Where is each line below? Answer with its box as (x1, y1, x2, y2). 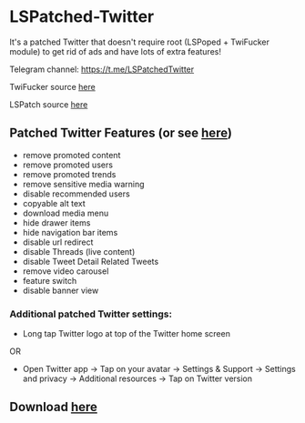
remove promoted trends (22, 168, 117, 179)
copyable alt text (22, 197, 86, 208)
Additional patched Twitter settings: (9, 307, 173, 320)
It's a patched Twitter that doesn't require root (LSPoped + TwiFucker (9, 36, 270, 47)
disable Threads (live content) (22, 246, 136, 257)
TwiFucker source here (9, 81, 96, 92)
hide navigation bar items (22, 227, 118, 237)
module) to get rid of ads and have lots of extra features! (9, 45, 221, 56)
